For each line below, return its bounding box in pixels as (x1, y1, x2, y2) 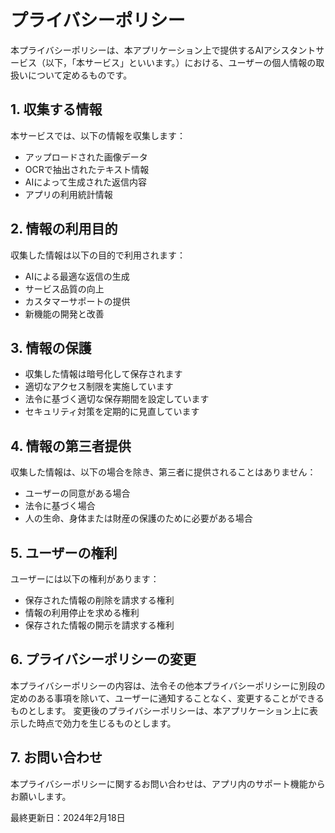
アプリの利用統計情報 (24, 188, 113, 200)
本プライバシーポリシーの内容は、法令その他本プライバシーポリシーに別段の (10, 679, 326, 691)
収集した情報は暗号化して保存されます (24, 368, 183, 380)
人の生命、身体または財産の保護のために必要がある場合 (24, 512, 253, 525)
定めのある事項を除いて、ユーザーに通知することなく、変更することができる (10, 692, 325, 704)
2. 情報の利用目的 (10, 221, 118, 238)
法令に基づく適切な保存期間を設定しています (24, 393, 210, 405)
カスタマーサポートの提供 (24, 295, 131, 307)
